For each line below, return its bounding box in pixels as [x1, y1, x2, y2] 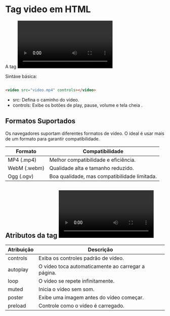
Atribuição [8, 246, 34, 253]
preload [8, 302, 26, 309]
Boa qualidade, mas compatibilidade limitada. [49, 172, 157, 180]
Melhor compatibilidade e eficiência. [49, 156, 136, 163]
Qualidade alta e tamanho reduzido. [49, 164, 134, 171]
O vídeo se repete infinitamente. [38, 277, 115, 285]
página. [38, 269, 57, 276]
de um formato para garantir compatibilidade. [5, 135, 100, 142]
